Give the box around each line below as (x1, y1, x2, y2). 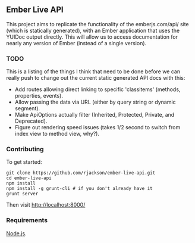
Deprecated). (14, 117, 48, 124)
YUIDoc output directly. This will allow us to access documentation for (6, 33, 178, 40)
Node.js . (6, 229, 27, 237)
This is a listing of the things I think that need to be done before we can (6, 68, 180, 75)
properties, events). (14, 92, 64, 99)
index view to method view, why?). (14, 130, 100, 138)
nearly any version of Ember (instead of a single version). (6, 39, 147, 46)
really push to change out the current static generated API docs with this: (6, 74, 185, 82)
